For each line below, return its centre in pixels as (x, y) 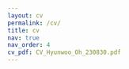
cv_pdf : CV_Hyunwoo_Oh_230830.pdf (64, 52)
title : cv (24, 30)
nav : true (24, 38)
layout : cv (25, 15)
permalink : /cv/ (34, 23)
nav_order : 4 (29, 45)
